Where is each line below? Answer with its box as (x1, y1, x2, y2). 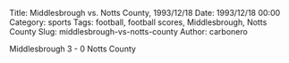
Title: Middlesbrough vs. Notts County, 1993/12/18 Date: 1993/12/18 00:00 (9, 8, 281, 18)
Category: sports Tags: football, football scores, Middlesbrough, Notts (9, 17, 268, 28)
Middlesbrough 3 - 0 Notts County (9, 43, 137, 54)
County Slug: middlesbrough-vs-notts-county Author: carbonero (9, 27, 248, 36)
